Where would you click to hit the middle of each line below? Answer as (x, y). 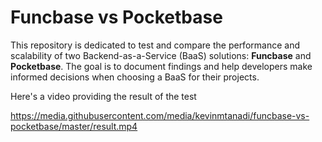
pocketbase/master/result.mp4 (74, 126)
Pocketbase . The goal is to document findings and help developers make (161, 66)
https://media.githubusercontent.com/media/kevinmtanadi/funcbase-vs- (160, 115)
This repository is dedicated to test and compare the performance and (155, 45)
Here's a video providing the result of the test (103, 96)
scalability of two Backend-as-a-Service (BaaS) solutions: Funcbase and (161, 55)
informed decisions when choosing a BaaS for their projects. (135, 77)
